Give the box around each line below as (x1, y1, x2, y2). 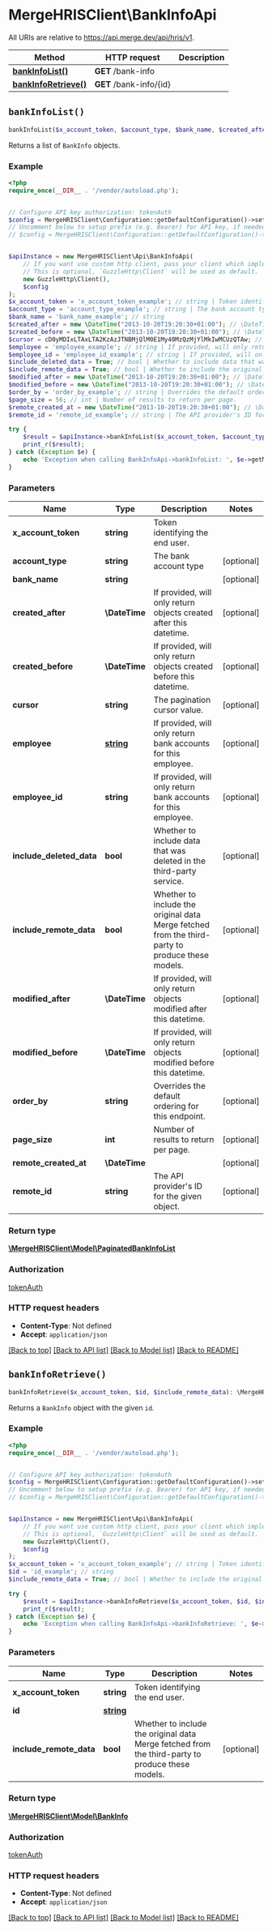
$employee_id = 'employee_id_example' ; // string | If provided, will (8, 350, 252, 358)
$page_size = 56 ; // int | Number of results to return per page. (8, 396, 237, 404)
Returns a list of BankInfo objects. (8, 140, 121, 150)
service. (153, 875, 185, 887)
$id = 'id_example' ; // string (8, 1568, 114, 1576)
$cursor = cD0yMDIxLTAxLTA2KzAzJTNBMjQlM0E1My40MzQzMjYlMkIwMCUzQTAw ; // (8, 335, 263, 344)
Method (34, 51, 66, 62)
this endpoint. (153, 1110, 206, 1122)
